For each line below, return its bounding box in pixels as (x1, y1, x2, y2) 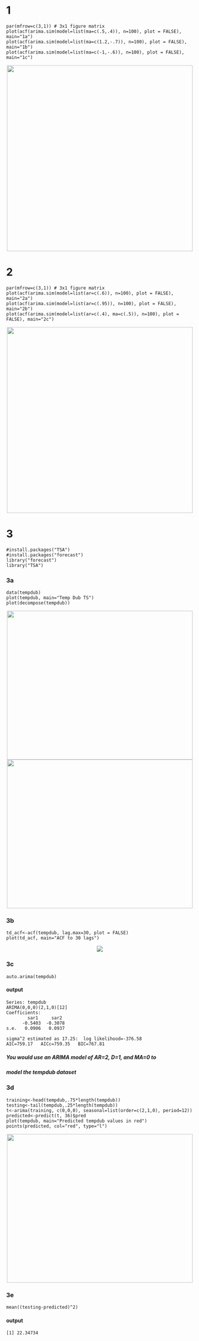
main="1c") (6, 54, 33, 60)
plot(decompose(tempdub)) (6, 600, 70, 606)
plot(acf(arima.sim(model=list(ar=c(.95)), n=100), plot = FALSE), (6, 300, 177, 306)
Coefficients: (6, 1010, 42, 1016)
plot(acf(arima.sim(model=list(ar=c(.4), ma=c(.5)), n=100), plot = (6, 311, 179, 317)
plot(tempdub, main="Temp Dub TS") (6, 595, 94, 601)
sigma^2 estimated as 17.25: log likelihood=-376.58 (6, 1036, 143, 1042)
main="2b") (6, 306, 33, 312)
